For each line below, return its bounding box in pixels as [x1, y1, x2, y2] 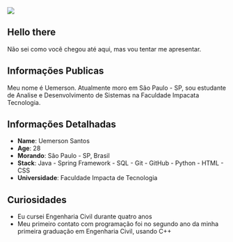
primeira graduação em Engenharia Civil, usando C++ [17, 227, 172, 236]
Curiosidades [7, 194, 67, 206]
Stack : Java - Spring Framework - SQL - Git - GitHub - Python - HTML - [17, 159, 224, 168]
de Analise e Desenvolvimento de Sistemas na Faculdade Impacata [7, 90, 200, 99]
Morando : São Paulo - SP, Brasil [17, 152, 110, 160]
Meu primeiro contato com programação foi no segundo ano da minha [17, 220, 219, 228]
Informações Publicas [7, 65, 104, 77]
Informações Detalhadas [7, 118, 117, 131]
